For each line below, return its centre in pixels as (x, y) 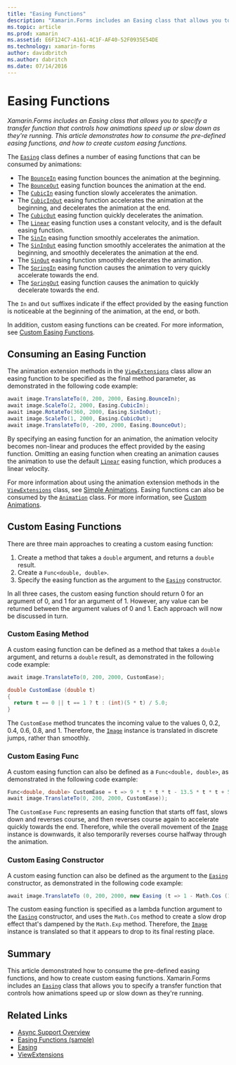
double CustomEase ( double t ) (52, 690)
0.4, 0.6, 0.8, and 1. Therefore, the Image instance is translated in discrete (113, 731)
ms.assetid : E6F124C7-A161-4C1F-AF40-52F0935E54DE (83, 40)
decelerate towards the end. (58, 290)
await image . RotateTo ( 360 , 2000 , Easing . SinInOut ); (84, 412)
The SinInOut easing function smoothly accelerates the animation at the (122, 245)
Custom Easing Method (48, 634)
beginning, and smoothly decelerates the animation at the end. (108, 252)
